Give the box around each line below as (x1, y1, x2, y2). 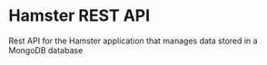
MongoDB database (8, 44, 84, 55)
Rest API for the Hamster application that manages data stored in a (8, 35, 258, 46)
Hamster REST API (8, 5, 151, 26)
